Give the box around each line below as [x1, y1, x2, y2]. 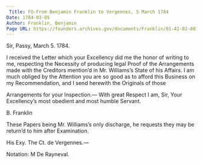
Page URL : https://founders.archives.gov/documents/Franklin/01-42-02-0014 [6, 25, 201, 32]
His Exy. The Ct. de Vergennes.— [6, 139, 89, 147]
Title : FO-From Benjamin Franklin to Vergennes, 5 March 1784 [8, 8, 169, 15]
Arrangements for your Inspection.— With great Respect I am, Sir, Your [6, 91, 182, 98]
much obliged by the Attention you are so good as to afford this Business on [6, 73, 195, 80]
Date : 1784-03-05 [6, 14, 50, 20]
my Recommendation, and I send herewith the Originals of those [6, 80, 166, 87]
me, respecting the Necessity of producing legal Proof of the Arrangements [6, 60, 195, 68]
